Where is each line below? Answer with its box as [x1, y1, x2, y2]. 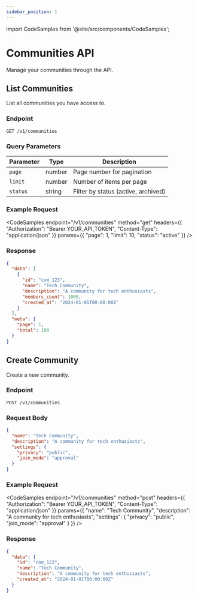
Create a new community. [6, 371, 70, 379]
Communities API [6, 46, 95, 60]
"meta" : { [11, 316, 36, 322]
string [45, 187, 62, 195]
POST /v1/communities [6, 400, 60, 406]
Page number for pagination [73, 168, 152, 176]
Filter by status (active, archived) [73, 187, 166, 195]
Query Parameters [6, 142, 61, 150]
